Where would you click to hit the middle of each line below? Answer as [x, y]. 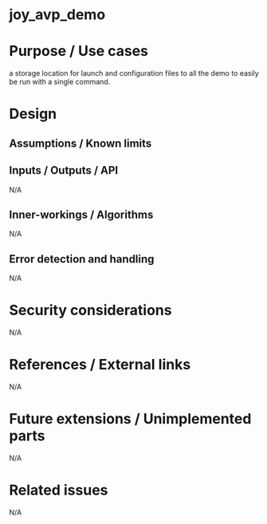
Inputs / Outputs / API [64, 170]
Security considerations [90, 311]
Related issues [59, 490]
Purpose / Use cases [79, 51]
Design [33, 114]
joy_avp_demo [57, 15]
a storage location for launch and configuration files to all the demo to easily [134, 73]
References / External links [100, 365]
